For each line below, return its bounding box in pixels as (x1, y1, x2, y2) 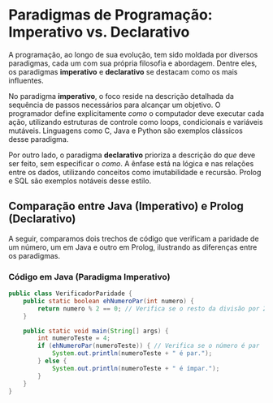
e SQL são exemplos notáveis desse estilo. (8, 176, 152, 186)
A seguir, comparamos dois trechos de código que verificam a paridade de (8, 234, 259, 243)
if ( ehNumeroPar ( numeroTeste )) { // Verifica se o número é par (37, 342, 260, 350)
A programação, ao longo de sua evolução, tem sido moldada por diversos (8, 49, 258, 59)
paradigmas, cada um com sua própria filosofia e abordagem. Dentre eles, (8, 58, 258, 68)
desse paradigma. (8, 134, 69, 144)
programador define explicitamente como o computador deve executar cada (8, 108, 265, 118)
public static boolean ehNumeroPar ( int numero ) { (23, 297, 195, 305)
